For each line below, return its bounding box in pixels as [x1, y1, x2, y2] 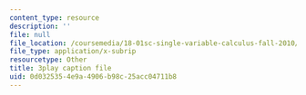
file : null [9, 30, 51, 39]
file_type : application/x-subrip [9, 47, 137, 56]
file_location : [9, 38, 67, 48]
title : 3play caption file [9, 64, 112, 73]
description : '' [9, 22, 71, 31]
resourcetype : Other [9, 55, 88, 64]
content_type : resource [9, 13, 100, 23]
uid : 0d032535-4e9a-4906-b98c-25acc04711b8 [9, 72, 178, 81]
